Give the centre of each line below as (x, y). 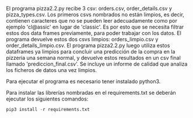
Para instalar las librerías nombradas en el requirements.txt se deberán (91, 93)
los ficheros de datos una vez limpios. (52, 70)
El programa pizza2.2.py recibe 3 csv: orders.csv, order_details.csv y (89, 8)
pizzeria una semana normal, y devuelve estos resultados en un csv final (93, 58)
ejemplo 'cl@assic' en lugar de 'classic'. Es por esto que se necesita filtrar (95, 27)
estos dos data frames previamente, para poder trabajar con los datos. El (94, 33)
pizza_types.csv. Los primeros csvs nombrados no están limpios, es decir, (95, 15)
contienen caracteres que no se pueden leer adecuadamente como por (92, 21)
